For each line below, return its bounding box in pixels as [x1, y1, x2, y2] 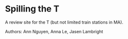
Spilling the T [5, 3, 59, 14]
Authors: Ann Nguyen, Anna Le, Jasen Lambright [5, 28, 103, 34]
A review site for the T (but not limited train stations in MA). [5, 19, 124, 25]
